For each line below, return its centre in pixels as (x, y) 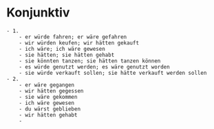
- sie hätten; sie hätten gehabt (67, 55)
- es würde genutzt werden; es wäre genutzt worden (94, 67)
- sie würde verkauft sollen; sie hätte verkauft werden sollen (113, 73)
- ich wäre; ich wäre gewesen (62, 49)
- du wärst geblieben (50, 109)
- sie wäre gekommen (48, 97)
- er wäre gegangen (47, 85)
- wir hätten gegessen (51, 91)
